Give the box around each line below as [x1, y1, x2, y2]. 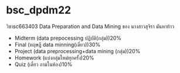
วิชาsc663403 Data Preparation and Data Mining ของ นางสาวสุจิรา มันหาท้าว [6, 23, 175, 30]
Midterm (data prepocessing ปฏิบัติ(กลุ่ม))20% [14, 34, 122, 41]
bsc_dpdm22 [6, 4, 72, 17]
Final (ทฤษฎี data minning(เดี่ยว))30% [14, 41, 101, 48]
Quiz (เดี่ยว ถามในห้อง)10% [14, 61, 73, 68]
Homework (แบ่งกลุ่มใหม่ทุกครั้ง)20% [14, 54, 95, 61]
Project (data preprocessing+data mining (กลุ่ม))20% [14, 47, 141, 54]
